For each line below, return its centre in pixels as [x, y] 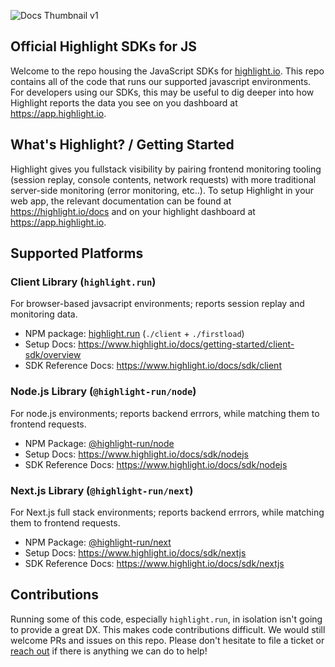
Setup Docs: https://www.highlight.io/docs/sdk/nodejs [136, 454]
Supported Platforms [77, 253]
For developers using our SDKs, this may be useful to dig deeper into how [162, 92]
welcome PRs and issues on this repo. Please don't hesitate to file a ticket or [167, 640]
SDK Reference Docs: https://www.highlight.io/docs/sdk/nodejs [156, 464]
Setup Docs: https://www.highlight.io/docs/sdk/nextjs [135, 552]
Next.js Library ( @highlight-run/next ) [102, 490]
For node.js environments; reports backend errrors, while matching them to [165, 413]
